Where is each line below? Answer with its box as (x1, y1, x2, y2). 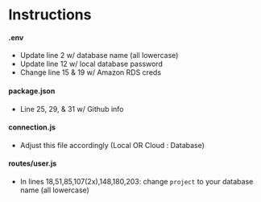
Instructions (8, 6, 92, 24)
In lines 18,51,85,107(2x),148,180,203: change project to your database (19, 177, 254, 186)
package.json (8, 86, 56, 96)
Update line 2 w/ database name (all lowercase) (19, 51, 179, 60)
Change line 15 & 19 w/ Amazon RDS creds (19, 68, 162, 77)
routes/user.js (8, 159, 57, 168)
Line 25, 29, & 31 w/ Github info (19, 104, 124, 113)
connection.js (8, 122, 56, 132)
